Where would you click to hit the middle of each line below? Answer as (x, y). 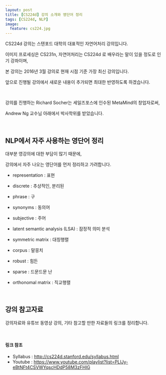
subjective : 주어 (29, 218)
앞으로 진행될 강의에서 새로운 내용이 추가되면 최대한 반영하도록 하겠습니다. (78, 82)
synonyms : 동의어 (31, 207)
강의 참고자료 (24, 310)
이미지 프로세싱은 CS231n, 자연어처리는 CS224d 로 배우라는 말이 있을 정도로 (80, 55)
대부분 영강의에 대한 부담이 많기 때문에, (44, 153)
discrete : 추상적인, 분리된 (38, 186)
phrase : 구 (24, 196)
